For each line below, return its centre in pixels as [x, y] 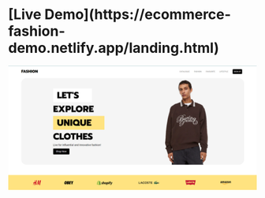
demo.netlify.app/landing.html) [114, 48]
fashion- [37, 31]
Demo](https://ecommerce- [138, 15]
